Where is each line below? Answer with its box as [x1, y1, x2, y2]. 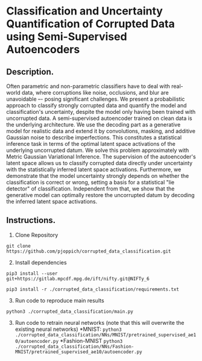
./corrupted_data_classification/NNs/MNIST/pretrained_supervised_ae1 [14, 331, 197, 338]
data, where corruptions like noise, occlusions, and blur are [21, 89, 169, 96]
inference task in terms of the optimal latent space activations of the [6, 140, 176, 147]
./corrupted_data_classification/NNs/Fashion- [14, 344, 134, 350]
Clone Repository [14, 231, 58, 239]
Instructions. [6, 215, 56, 225]
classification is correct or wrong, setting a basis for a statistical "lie [6, 179, 175, 186]
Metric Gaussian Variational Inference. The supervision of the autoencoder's [6, 153, 196, 160]
